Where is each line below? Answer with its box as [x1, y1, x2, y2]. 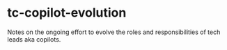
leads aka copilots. [7, 35, 61, 43]
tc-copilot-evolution [7, 5, 127, 21]
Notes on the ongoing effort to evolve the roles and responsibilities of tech [7, 28, 221, 36]
